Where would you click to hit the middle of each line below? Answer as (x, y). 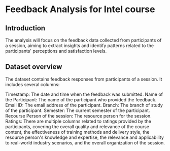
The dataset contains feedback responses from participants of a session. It (84, 79)
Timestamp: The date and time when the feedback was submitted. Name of (84, 94)
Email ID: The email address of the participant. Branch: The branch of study (84, 105)
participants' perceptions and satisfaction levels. (56, 51)
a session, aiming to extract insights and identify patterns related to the (79, 46)
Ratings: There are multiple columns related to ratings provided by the (78, 121)
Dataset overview (34, 67)
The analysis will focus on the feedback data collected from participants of (83, 40)
